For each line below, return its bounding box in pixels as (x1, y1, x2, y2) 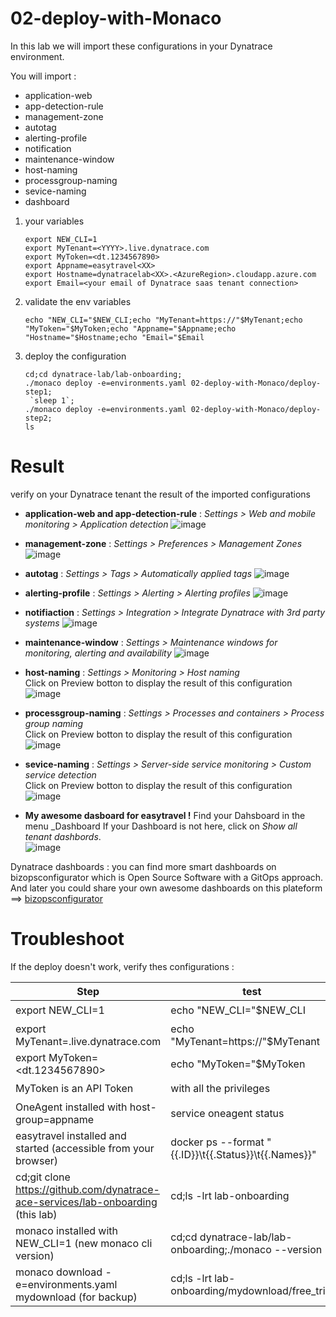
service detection (24, 768, 97, 781)
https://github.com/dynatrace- (15, 1182, 160, 1196)
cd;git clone (15, 1170, 71, 1184)
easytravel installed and (15, 1128, 127, 1142)
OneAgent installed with (15, 1100, 128, 1114)
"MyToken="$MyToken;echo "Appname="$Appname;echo (24, 323, 237, 334)
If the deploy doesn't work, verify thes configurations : (10, 960, 235, 972)
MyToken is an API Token (15, 1082, 134, 1096)
